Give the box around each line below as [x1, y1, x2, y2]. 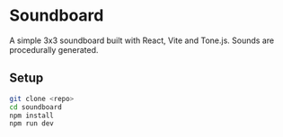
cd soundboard [9, 102, 63, 112]
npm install [9, 111, 54, 120]
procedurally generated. [9, 44, 99, 55]
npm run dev [9, 119, 54, 128]
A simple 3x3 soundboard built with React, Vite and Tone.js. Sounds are [9, 35, 275, 46]
